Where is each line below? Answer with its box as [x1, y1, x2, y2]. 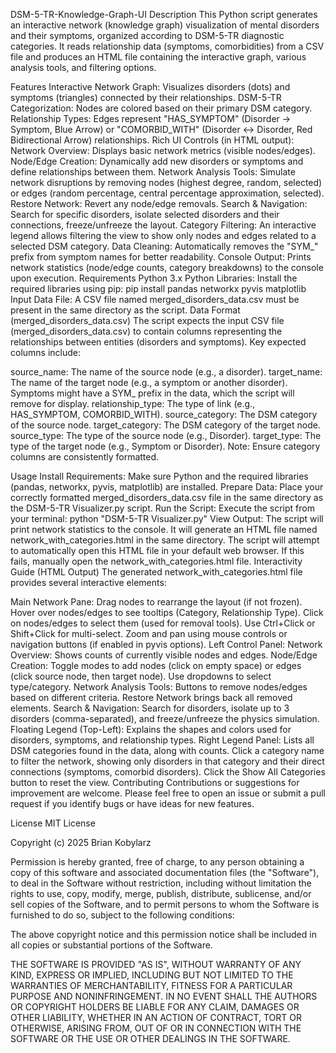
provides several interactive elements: [10, 577, 167, 588]
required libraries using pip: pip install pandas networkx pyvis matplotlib [10, 283, 307, 294]
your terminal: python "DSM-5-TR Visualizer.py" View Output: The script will [10, 513, 324, 524]
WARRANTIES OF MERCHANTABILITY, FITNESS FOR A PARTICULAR [10, 980, 293, 991]
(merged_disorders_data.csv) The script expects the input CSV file [10, 315, 285, 326]
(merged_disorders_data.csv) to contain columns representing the [10, 325, 283, 337]
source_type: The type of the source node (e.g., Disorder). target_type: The [10, 430, 322, 441]
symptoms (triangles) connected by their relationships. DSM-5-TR [10, 92, 282, 103]
